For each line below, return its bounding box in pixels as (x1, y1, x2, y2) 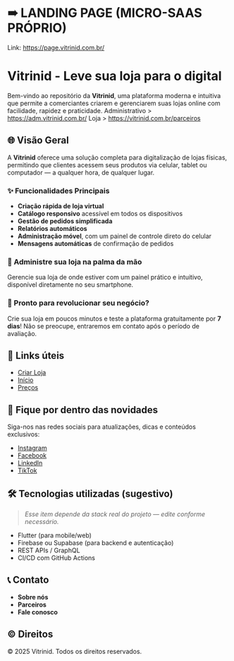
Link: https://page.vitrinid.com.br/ (7, 43, 105, 52)
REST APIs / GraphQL (17, 546, 80, 555)
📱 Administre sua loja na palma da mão (7, 256, 142, 266)
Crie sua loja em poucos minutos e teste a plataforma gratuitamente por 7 (7, 314, 221, 323)
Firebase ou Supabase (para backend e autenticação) (17, 539, 174, 547)
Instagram (17, 443, 47, 453)
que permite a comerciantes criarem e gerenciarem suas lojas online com (7, 99, 221, 107)
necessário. (24, 518, 59, 526)
